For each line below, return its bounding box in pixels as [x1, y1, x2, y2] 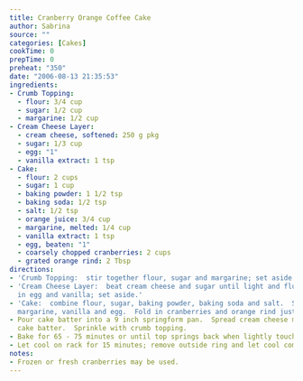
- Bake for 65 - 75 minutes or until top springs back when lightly [9, 332, 272, 341]
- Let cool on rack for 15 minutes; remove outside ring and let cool [9, 340, 280, 349]
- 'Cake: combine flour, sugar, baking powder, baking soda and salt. [9, 299, 284, 308]
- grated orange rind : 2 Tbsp [17, 256, 131, 266]
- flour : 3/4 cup [17, 97, 83, 107]
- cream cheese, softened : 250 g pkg [17, 131, 160, 140]
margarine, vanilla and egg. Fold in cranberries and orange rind [17, 307, 277, 316]
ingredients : [9, 80, 59, 89]
